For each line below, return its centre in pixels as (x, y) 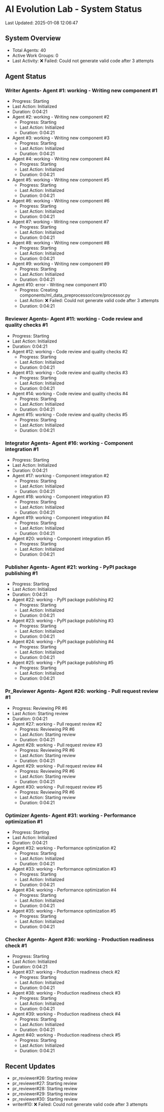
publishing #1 (21, 573)
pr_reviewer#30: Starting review (45, 1099)
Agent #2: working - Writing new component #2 (61, 117)
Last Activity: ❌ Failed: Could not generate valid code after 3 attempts (83, 61)
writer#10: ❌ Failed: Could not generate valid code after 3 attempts (80, 1105)
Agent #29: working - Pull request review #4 (57, 766)
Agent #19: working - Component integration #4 (61, 518)
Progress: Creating (39, 290)
